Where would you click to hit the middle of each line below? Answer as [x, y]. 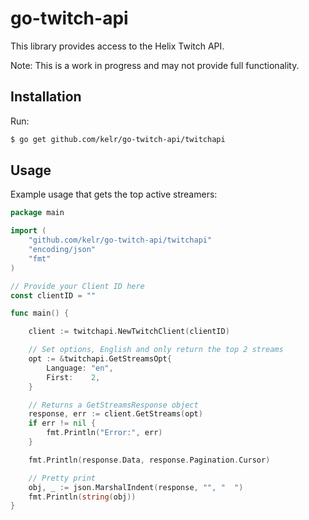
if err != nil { [62, 423]
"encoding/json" [62, 250]
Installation [46, 97]
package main [37, 213]
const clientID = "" [53, 295]
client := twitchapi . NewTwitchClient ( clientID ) [129, 332]
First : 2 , [73, 377]
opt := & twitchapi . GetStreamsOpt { [100, 359]
